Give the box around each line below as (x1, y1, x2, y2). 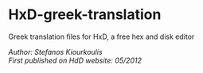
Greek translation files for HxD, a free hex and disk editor (8, 32, 195, 41)
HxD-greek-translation (8, 6, 162, 24)
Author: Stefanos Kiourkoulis (8, 47, 103, 56)
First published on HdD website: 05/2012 (8, 56, 142, 65)
